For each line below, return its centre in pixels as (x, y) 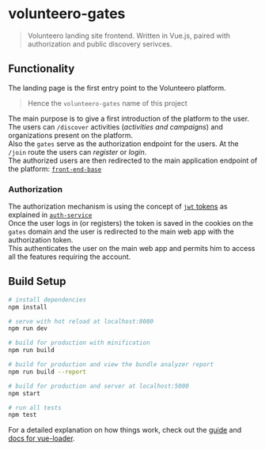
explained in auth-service (50, 215)
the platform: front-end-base (55, 169)
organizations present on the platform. (70, 135)
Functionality (42, 69)
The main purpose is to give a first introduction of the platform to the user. (129, 118)
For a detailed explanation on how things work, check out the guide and (125, 430)
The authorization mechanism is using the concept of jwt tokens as (118, 207)
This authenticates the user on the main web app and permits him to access (132, 249)
